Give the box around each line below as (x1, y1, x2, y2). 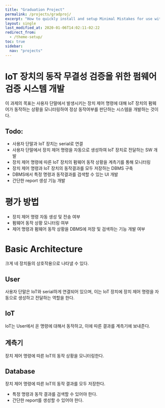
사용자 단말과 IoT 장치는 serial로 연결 (12, 141, 83, 147)
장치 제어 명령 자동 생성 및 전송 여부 (12, 214, 81, 220)
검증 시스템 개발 (5, 83, 65, 94)
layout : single (5, 21, 36, 26)
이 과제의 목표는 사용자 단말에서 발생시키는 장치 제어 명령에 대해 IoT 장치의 (5, 100, 147, 106)
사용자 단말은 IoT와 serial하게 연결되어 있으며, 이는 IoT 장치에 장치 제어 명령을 (5, 288, 154, 295)
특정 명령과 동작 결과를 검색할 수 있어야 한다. (12, 391, 98, 397)
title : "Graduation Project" (5, 7, 65, 12)
